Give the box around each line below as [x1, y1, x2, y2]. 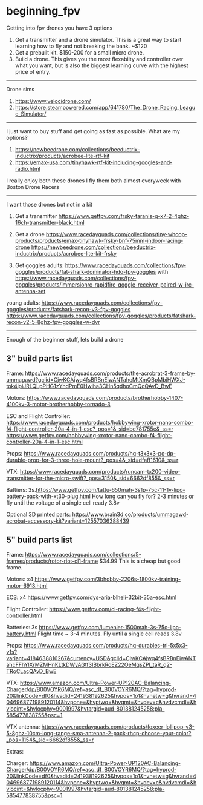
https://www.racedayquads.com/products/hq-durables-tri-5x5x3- [24, 641, 188, 649]
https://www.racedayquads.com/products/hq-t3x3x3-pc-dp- [24, 449, 176, 457]
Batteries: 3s [6, 623, 38, 631]
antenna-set [14, 287, 46, 294]
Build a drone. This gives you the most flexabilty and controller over [14, 55, 184, 62]
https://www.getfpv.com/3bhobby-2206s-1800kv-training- [34, 575, 181, 583]
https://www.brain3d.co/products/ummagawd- [72, 511, 189, 518]
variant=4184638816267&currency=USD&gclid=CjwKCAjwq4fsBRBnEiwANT [6, 654, 196, 661]
